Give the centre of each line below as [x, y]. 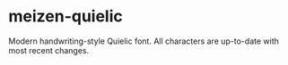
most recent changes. [49, 50]
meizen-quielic [65, 16]
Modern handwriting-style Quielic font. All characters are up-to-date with [144, 41]
